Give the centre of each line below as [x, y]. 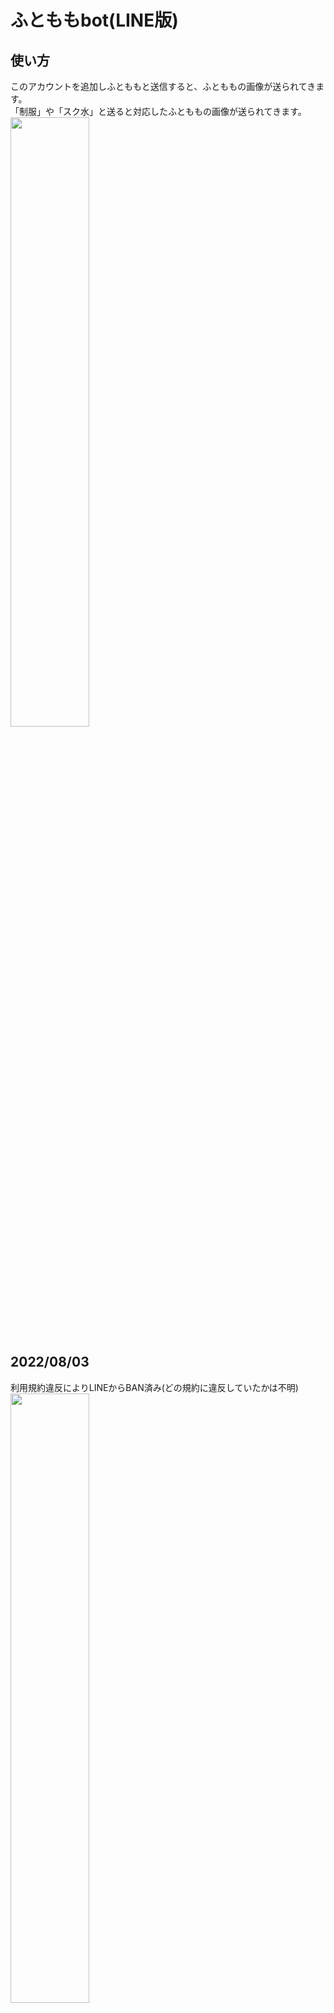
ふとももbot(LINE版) [94, 20]
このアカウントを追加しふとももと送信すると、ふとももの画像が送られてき [163, 86]
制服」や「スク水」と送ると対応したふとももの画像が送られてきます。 [162, 111]
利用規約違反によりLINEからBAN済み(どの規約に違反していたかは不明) [154, 1387]
